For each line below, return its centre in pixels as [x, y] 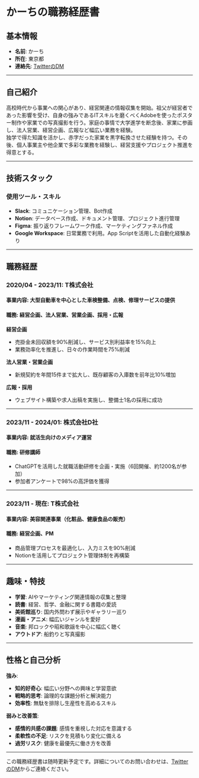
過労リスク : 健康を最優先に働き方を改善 [63, 743]
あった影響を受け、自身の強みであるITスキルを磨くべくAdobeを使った [92, 115]
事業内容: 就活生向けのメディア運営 [49, 438]
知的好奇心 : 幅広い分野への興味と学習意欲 [65, 688]
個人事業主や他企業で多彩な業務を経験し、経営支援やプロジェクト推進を [105, 145]
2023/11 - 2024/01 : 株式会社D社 [52, 422]
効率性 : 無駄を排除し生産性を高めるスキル [65, 703]
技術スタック [30, 178]
